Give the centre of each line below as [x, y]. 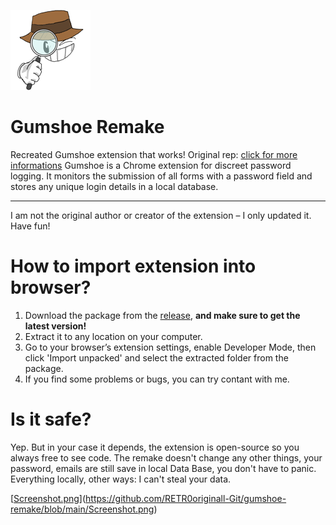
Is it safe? [51, 419]
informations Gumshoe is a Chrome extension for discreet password [151, 165]
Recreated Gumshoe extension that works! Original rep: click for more [154, 154]
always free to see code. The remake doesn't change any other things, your [166, 457]
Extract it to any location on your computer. [113, 336]
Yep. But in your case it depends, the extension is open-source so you [155, 447]
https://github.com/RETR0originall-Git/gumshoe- [186, 498]
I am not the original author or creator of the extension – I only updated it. [161, 215]
